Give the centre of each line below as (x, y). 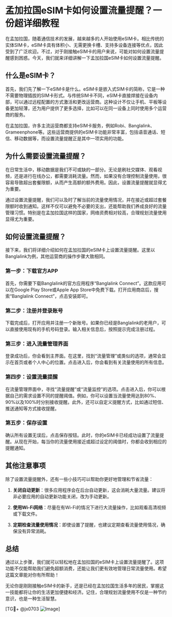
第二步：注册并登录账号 (34, 310)
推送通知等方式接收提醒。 (32, 408)
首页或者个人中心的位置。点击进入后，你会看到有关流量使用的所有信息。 (90, 362)
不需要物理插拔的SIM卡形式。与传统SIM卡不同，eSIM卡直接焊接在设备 (79, 95)
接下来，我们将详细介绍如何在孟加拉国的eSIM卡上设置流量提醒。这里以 (80, 250)
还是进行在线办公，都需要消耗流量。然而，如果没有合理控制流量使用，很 (90, 176)
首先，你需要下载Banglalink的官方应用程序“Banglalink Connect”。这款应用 (83, 283)
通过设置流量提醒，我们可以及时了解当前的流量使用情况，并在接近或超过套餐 (86, 200)
